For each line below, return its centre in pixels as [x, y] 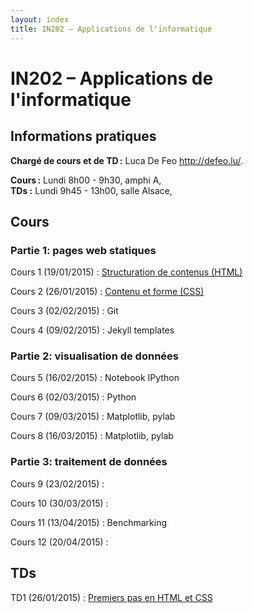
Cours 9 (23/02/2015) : [57, 483]
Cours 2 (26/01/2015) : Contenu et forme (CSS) [107, 292]
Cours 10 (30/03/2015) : [59, 503]
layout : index [40, 19]
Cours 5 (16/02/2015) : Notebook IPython [95, 378]
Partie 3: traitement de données [89, 462]
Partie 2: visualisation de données [94, 356]
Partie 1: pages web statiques [83, 250]
